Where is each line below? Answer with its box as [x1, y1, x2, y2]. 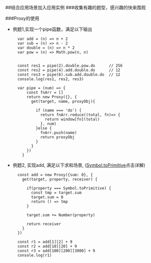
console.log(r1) [17, 253, 52, 258]
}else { [35, 126, 52, 131]
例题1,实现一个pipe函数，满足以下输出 [12, 26, 93, 32]
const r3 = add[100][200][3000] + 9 [17, 248, 95, 253]
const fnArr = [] [26, 90, 64, 95]
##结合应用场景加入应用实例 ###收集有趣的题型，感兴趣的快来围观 [5, 5, 146, 10]
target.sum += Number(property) [26, 212, 95, 218]
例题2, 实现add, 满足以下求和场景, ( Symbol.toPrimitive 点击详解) [12, 162, 145, 168]
